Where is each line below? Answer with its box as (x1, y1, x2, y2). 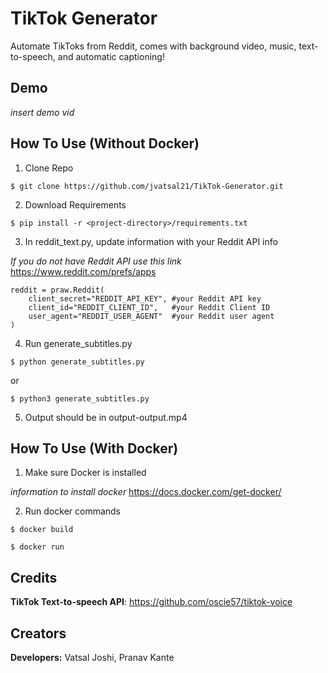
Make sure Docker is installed (24, 467, 147, 479)
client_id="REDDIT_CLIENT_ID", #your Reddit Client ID (28, 302, 271, 312)
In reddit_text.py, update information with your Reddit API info (24, 235, 278, 247)
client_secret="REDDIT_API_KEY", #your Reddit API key (28, 293, 262, 304)
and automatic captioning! (57, 50, 165, 62)
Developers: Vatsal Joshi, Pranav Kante (10, 652, 175, 663)
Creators (10, 625, 67, 642)
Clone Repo (24, 162, 74, 174)
